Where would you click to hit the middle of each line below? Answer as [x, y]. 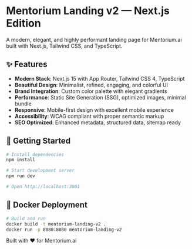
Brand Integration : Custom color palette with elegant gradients [91, 91]
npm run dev [21, 176]
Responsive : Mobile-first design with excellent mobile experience [94, 109]
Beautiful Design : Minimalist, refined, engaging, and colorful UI [91, 85]
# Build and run [26, 218]
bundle [23, 104]
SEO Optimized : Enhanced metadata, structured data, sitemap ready [97, 122]
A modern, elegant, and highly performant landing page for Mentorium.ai [94, 39]
